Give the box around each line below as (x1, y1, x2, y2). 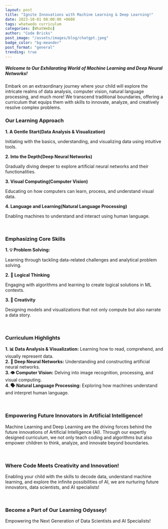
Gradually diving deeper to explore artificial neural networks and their (5, 163, 149, 169)
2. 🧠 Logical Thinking (5, 272, 50, 278)
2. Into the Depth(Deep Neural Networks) (5, 153, 93, 159)
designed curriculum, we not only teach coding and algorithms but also (5, 434, 152, 440)
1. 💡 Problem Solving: (5, 247, 50, 253)
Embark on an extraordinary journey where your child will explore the (5, 83, 148, 89)
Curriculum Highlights (5, 334, 61, 341)
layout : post (5, 7, 33, 13)
